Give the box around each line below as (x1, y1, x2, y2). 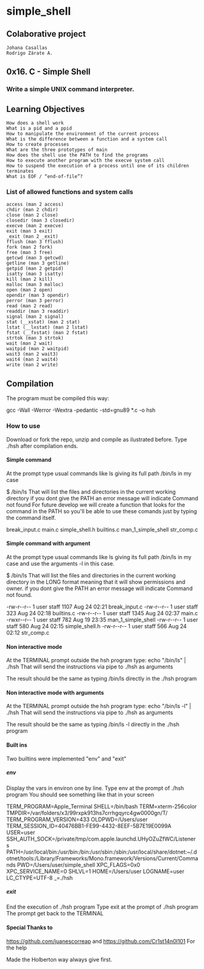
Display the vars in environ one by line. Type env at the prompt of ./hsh (6, 784, 185, 792)
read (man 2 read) (6, 303, 53, 309)
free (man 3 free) (6, 249, 53, 256)
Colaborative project (6, 29, 86, 39)
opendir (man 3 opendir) (6, 292, 69, 299)
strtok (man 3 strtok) (6, 335, 64, 342)
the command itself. (6, 514, 56, 521)
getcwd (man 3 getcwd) (6, 255, 64, 261)
